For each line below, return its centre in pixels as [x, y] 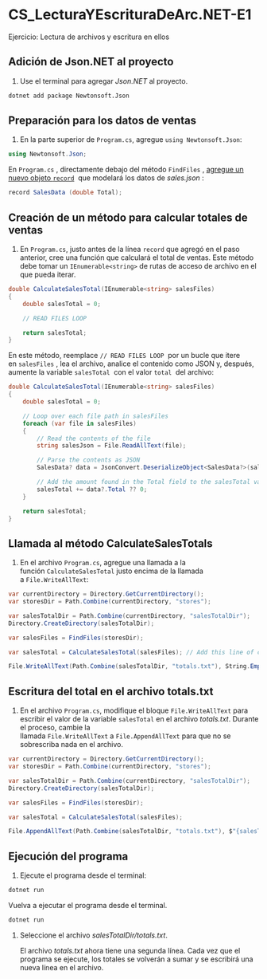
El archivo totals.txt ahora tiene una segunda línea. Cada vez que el [130, 950]
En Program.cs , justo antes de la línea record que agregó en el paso [130, 249]
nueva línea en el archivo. [62, 967]
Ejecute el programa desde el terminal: [83, 875]
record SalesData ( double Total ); [66, 193]
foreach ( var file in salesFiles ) [79, 423]
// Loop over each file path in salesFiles [96, 416]
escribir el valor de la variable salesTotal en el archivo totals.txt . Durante [139, 719]
